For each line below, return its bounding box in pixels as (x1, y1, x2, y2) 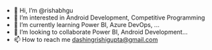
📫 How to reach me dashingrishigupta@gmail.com (13, 36, 158, 43)
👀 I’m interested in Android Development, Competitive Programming (13, 14, 206, 22)
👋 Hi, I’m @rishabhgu (13, 7, 73, 14)
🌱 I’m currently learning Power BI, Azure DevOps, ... (13, 21, 160, 28)
